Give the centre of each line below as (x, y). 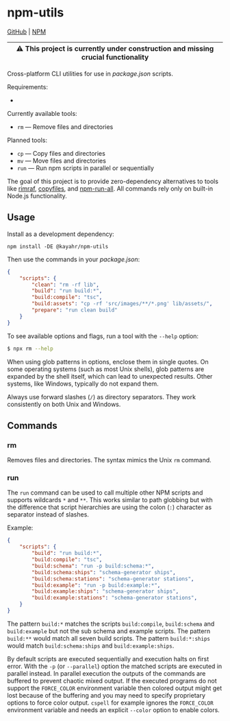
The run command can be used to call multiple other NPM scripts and (105, 493)
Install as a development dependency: (61, 234)
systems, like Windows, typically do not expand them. (83, 383)
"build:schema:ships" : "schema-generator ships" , (104, 572)
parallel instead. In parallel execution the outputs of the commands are (106, 673)
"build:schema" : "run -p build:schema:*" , (93, 566)
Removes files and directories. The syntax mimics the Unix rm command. (110, 460)
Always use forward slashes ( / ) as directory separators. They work (102, 397)
